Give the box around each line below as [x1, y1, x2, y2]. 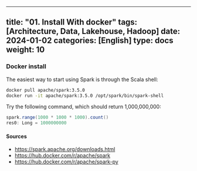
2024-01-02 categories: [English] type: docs [6, 36, 174, 46]
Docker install [6, 62, 47, 71]
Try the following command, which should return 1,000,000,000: [6, 103, 161, 110]
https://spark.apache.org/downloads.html [14, 146, 116, 153]
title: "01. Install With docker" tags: [6, 17, 138, 27]
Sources [6, 133, 28, 140]
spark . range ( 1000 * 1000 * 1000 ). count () [6, 115, 109, 120]
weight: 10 [6, 45, 45, 55]
